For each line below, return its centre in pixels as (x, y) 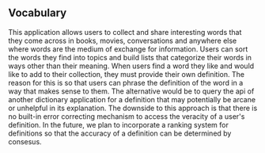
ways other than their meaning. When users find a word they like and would (131, 66)
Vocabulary (38, 13)
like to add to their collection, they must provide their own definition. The (127, 74)
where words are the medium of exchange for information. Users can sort (128, 49)
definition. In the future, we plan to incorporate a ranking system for (119, 124)
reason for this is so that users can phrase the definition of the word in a (126, 82)
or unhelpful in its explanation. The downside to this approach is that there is (133, 108)
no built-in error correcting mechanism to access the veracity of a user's (127, 116)
